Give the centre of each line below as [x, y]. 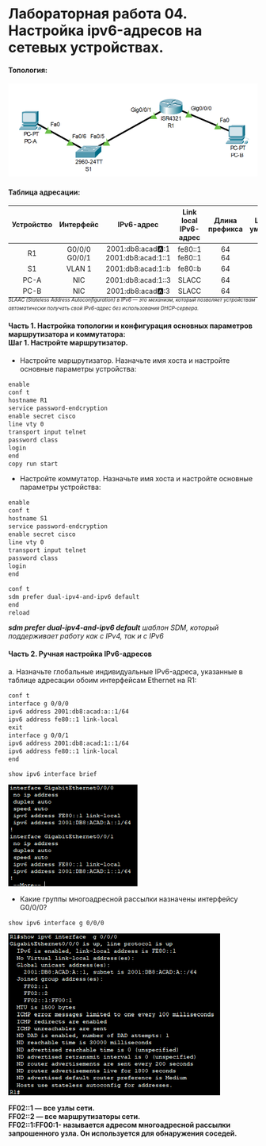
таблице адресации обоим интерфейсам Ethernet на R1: [103, 680]
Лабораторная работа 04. [98, 14]
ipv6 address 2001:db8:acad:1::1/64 [68, 743]
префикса [226, 229]
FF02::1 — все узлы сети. [51, 1108]
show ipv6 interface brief [53, 774]
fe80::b [190, 269]
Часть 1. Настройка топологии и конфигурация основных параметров [131, 326]
